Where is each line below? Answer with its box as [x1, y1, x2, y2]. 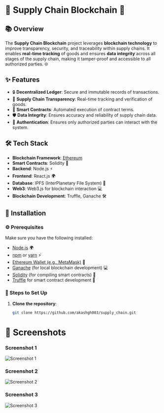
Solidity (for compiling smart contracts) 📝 [12, 272, 96, 278]
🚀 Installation [5, 209, 46, 218]
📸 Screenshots [5, 327, 66, 338]
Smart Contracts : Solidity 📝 [12, 160, 69, 166]
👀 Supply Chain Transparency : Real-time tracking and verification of [12, 96, 153, 102]
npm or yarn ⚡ [12, 252, 41, 258]
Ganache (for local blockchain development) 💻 [12, 265, 108, 271]
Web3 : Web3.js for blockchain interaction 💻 [12, 186, 102, 191]
